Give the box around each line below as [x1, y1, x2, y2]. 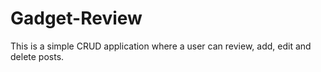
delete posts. [10, 50, 65, 62]
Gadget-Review [10, 7, 143, 30]
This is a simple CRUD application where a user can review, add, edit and [10, 40, 312, 52]
